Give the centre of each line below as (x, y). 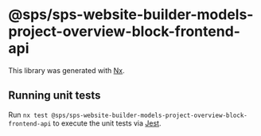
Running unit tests (55, 96)
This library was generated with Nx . (66, 70)
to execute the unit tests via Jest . (107, 123)
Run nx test (28, 115)
